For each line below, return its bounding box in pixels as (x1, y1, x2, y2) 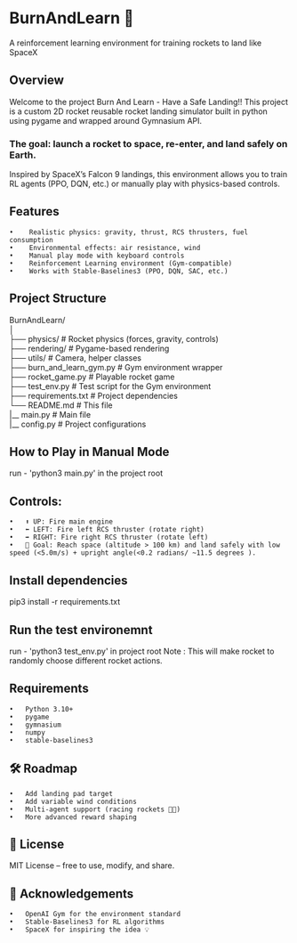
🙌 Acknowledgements (9, 886, 134, 901)
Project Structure (9, 291, 107, 306)
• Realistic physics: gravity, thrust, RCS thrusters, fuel (9, 227, 249, 237)
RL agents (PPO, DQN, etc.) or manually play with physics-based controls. (9, 178, 280, 190)
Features (9, 204, 60, 219)
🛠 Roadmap (9, 761, 78, 776)
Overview (9, 73, 65, 88)
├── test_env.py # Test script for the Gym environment (9, 380, 212, 391)
